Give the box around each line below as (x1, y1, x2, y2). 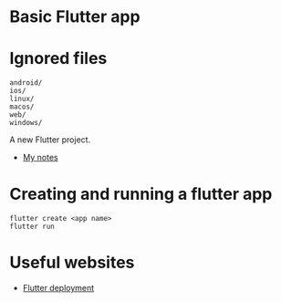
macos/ (9, 102, 35, 111)
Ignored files (9, 48, 108, 69)
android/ (9, 78, 43, 88)
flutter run (9, 222, 55, 232)
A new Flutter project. (9, 134, 91, 145)
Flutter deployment (22, 283, 95, 293)
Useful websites (9, 253, 135, 273)
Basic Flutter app (9, 6, 140, 27)
